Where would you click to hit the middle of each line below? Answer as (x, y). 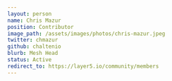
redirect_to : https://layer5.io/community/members (83, 66)
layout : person (30, 14)
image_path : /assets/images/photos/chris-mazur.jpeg (86, 33)
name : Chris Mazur (34, 20)
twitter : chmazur (33, 40)
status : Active (30, 60)
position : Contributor (41, 27)
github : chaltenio (34, 46)
